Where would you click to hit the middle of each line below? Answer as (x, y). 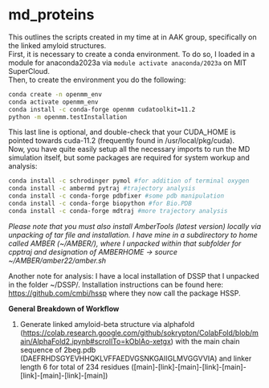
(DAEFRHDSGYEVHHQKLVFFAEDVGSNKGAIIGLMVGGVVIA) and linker (136, 358)
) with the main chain (205, 341)
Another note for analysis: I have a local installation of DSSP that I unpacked (134, 276)
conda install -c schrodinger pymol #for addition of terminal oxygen (129, 181)
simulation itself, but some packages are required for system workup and (129, 157)
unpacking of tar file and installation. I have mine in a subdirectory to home (133, 235)
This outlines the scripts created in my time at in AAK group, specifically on (132, 37)
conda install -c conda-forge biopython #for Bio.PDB (100, 204)
